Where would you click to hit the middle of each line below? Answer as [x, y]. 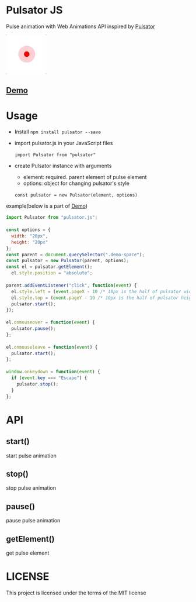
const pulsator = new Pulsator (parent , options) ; [68, 261]
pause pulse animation [33, 521]
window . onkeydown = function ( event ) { [53, 372]
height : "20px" [30, 242]
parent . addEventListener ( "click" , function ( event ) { [71, 285]
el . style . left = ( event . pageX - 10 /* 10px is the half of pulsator [96, 291]
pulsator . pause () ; [34, 329]
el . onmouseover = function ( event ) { [50, 322]
